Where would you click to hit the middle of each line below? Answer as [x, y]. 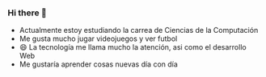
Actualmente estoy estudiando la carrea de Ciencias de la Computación [139, 30]
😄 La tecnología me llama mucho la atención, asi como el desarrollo [133, 47]
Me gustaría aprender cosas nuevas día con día [99, 64]
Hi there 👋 [27, 13]
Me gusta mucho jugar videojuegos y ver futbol [98, 38]
